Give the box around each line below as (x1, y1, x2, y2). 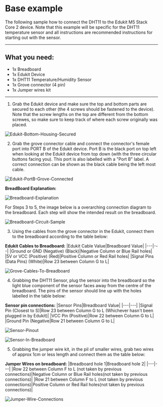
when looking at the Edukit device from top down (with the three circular (12, 151, 157, 156)
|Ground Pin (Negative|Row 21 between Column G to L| (5, 318, 115, 324)
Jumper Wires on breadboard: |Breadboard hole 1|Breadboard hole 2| (5, 361, 146, 367)
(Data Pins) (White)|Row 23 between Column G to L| (5, 258, 109, 264)
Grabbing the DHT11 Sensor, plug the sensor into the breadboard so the (12, 277, 155, 283)
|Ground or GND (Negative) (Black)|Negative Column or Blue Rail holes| (9, 248, 153, 254)
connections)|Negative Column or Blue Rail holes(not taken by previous (5, 371, 148, 377)
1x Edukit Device (12, 71, 45, 77)
